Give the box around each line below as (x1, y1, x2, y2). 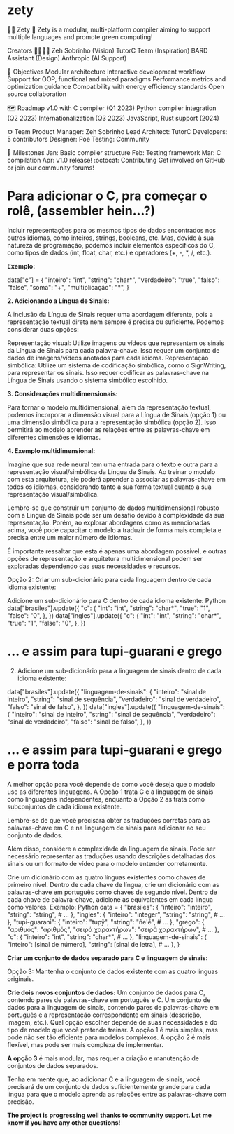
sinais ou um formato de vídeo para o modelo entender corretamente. (7, 859, 208, 868)
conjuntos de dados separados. (7, 1061, 98, 1069)
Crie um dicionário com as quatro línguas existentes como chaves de (7, 872, 206, 882)
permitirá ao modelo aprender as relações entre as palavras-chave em (7, 425, 210, 433)
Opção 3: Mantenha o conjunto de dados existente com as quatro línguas (7, 967, 219, 976)
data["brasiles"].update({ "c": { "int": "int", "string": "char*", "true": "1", (7, 604, 210, 612)
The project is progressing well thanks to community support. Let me (7, 1111, 212, 1119)
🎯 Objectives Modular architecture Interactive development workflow (7, 67, 205, 76)
